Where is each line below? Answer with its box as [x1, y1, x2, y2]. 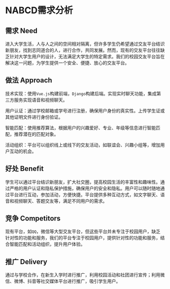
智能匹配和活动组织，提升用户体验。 [9, 241, 85, 247]
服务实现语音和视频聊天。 [14, 97, 67, 103]
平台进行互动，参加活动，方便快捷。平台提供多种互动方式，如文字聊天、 [9, 191, 160, 198]
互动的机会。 [9, 148, 36, 154]
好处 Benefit [5, 164, 44, 173]
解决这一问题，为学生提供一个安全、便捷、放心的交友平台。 [5, 60, 130, 66]
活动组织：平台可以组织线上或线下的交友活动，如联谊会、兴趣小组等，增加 [5, 141, 160, 148]
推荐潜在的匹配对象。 [14, 131, 59, 137]
